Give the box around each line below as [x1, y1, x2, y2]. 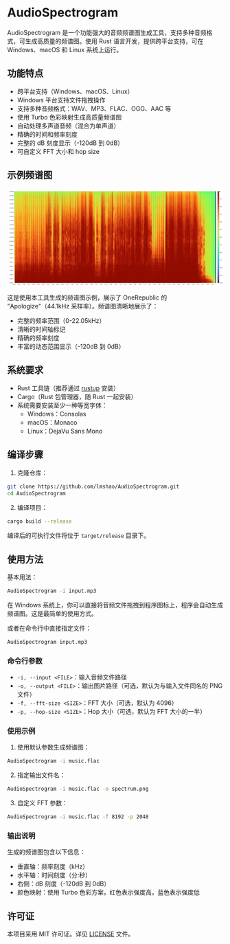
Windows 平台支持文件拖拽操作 [16, 95, 106, 104]
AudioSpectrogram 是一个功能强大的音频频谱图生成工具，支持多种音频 [7, 28, 207, 36]
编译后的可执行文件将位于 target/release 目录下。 [7, 531, 150, 540]
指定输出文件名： [16, 771, 66, 779]
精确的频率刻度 [16, 333, 60, 341]
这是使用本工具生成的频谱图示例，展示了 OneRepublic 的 [7, 293, 168, 302]
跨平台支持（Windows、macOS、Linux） [16, 87, 134, 95]
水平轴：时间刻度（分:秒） [16, 871, 91, 879]
